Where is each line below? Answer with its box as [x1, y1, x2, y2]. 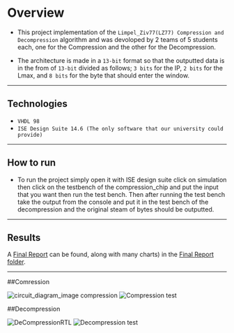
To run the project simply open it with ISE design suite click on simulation [17, 175, 227, 184]
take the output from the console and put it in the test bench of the [17, 198, 209, 206]
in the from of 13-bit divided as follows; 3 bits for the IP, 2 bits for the [17, 64, 223, 72]
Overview [7, 5, 65, 21]
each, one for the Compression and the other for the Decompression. [17, 43, 216, 51]
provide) [17, 131, 43, 138]
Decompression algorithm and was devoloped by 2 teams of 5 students [17, 35, 218, 43]
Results [7, 232, 41, 244]
